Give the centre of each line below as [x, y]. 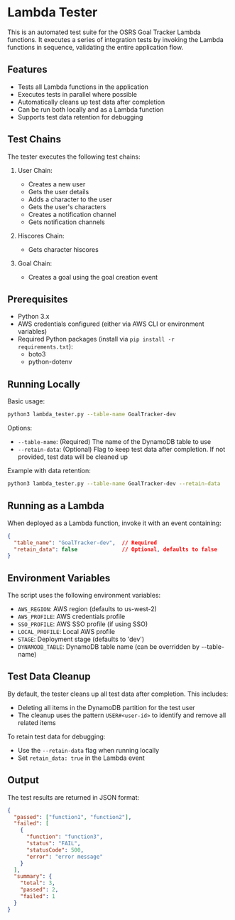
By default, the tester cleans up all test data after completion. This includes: [118, 694]
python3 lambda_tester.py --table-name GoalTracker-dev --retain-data [114, 484]
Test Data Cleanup [49, 677]
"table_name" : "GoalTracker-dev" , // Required [86, 543]
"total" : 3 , [38, 883]
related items [37, 722]
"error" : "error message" [64, 857]
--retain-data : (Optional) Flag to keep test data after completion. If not [121, 450]
